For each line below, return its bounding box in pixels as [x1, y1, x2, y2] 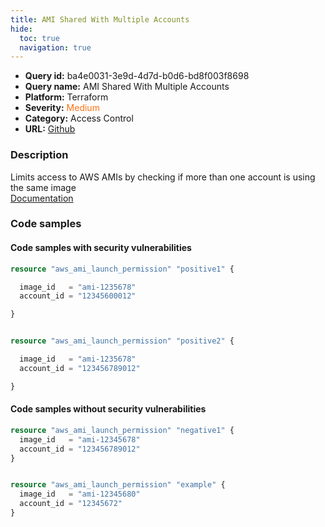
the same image [10, 181, 77, 193]
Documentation [10, 192, 74, 204]
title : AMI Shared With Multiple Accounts [10, 14, 190, 25]
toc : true [19, 33, 60, 43]
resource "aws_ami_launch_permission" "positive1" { [10, 264, 235, 274]
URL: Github [24, 123, 76, 135]
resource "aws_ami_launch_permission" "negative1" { [10, 425, 235, 435]
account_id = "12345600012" [19, 291, 137, 301]
